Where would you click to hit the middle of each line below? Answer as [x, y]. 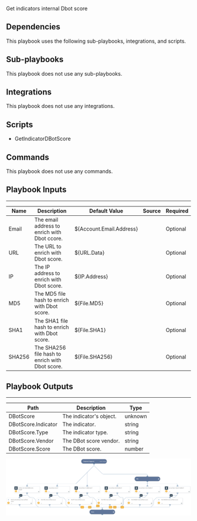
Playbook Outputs [40, 386]
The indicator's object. [89, 416]
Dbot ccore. [49, 238]
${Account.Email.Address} [106, 229]
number [134, 449]
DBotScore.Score [30, 449]
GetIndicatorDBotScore [43, 139]
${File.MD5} [89, 303]
